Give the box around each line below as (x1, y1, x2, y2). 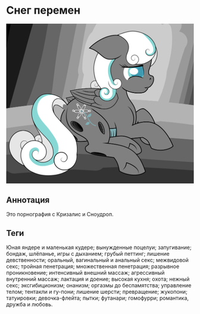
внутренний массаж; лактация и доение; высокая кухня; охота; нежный (6, 275, 190, 283)
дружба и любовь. (6, 301, 53, 308)
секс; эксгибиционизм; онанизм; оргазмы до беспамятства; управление (6, 282, 192, 289)
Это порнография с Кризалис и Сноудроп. (6, 211, 114, 218)
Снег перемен (6, 4, 81, 17)
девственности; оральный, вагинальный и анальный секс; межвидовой (6, 257, 189, 264)
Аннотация (6, 195, 50, 206)
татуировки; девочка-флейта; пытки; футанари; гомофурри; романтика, (6, 294, 189, 301)
